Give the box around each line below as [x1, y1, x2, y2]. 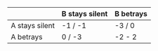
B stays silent [61, 9, 108, 18]
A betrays [11, 32, 43, 41]
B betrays [114, 9, 147, 18]
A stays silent [11, 21, 55, 30]
